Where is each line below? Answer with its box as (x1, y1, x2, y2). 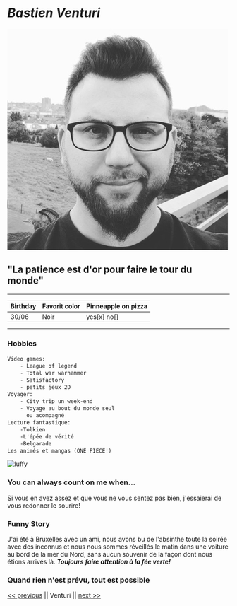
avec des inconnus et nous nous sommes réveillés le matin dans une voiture (7, 542, 229, 551)
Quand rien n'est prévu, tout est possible (7, 575, 150, 585)
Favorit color (42, 302, 81, 310)
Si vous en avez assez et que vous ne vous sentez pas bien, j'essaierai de (7, 494, 222, 502)
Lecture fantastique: (7, 419, 71, 426)
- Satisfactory (20, 377, 65, 384)
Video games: (7, 356, 46, 363)
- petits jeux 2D (20, 384, 71, 391)
